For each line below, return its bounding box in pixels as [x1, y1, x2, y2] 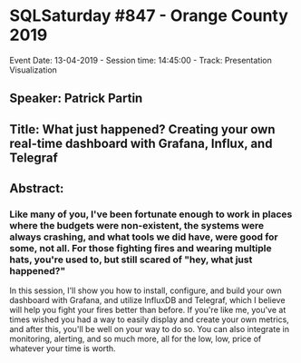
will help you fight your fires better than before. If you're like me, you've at [9, 305, 286, 316]
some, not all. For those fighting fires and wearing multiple [9, 242, 272, 255]
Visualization [9, 64, 57, 75]
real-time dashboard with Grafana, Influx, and [9, 135, 273, 151]
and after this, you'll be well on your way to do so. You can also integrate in [9, 324, 290, 335]
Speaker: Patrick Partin [9, 91, 143, 106]
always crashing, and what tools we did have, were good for [9, 231, 278, 243]
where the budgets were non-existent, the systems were [9, 220, 265, 232]
